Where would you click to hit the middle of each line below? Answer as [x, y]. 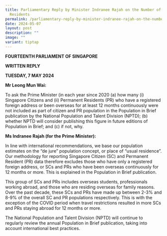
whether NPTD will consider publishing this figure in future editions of [77, 121]
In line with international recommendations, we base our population [74, 146]
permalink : [16, 19]
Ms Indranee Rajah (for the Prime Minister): [51, 136]
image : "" [15, 38]
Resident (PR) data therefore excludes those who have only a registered [79, 161]
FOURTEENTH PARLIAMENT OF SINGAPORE [51, 56]
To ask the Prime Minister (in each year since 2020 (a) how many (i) [75, 94]
